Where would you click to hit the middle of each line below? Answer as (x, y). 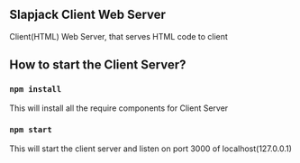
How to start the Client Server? (98, 65)
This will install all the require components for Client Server (119, 108)
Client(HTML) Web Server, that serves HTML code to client (118, 36)
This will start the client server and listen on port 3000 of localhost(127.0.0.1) (151, 149)
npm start (31, 130)
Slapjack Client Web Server (88, 15)
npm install (36, 90)
